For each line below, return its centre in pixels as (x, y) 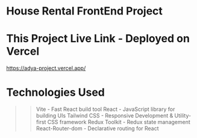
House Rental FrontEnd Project (84, 11)
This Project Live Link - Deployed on (98, 39)
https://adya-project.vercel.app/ (46, 68)
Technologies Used (56, 93)
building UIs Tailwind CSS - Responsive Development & (105, 116)
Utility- (183, 116)
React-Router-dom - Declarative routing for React (97, 128)
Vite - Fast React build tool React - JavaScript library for (105, 109)
